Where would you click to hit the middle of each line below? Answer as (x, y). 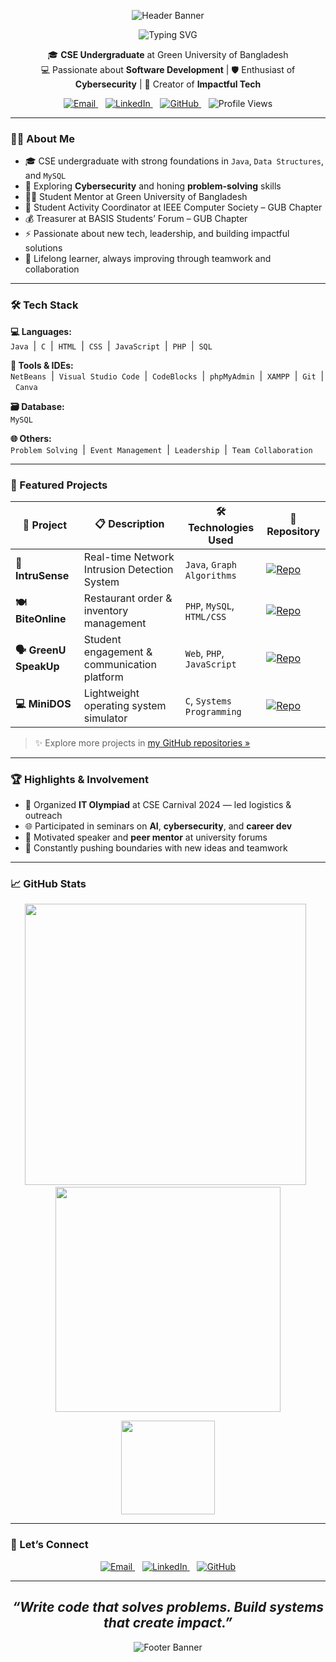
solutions (43, 248)
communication (120, 664)
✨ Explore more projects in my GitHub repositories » (142, 742)
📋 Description (129, 523)
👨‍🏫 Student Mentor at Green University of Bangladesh (136, 197)
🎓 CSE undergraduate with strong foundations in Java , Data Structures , (174, 161)
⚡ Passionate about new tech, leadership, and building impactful (157, 234)
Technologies (221, 527)
